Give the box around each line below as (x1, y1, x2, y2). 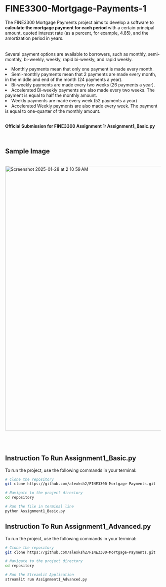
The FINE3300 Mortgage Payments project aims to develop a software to (5, 19, 154, 25)
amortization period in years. (5, 35, 64, 41)
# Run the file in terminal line (5, 504, 74, 509)
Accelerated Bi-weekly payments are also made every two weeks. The (11, 87, 155, 93)
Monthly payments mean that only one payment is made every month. (11, 66, 154, 72)
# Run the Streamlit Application (5, 572, 74, 578)
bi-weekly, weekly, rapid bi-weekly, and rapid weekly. (24, 56, 133, 62)
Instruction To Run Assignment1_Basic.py (5, 454, 136, 462)
